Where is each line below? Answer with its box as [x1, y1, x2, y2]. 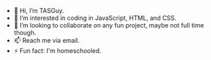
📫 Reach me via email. [13, 37, 80, 44]
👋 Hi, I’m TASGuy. [13, 7, 65, 14]
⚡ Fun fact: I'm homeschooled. [13, 47, 102, 54]
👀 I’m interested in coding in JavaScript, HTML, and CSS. [13, 14, 177, 22]
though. [13, 28, 37, 37]
